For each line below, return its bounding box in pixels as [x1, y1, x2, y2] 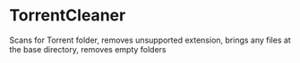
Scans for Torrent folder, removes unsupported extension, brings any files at [9, 35, 291, 45]
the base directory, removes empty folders [9, 43, 167, 54]
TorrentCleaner [9, 5, 126, 26]
